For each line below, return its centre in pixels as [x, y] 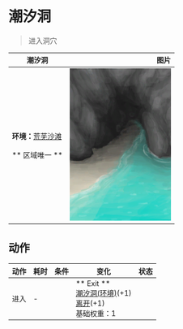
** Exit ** [93, 283]
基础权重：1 [96, 313]
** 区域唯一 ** [37, 154]
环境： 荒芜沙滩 [37, 136]
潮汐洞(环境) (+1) [104, 292]
